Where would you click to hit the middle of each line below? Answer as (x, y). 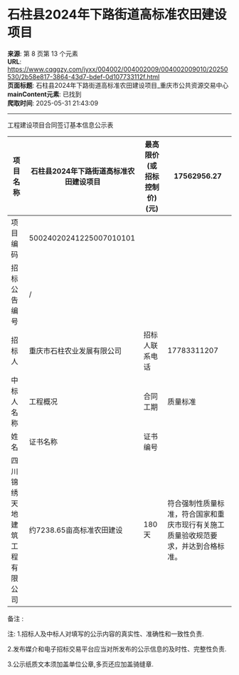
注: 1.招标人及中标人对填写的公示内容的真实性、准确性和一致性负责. (106, 634)
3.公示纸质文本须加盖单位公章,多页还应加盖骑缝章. (81, 664)
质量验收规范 (188, 535)
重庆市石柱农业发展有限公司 (75, 350)
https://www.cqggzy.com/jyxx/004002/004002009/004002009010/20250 (118, 69)
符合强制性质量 (192, 503)
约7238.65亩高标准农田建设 (76, 530)
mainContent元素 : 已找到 (44, 94)
